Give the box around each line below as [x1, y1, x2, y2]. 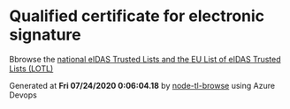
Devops [9, 90, 37, 100]
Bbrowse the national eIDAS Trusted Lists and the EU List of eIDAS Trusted [9, 54, 281, 64]
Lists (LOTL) [9, 63, 54, 74]
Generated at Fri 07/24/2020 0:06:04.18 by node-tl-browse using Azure [9, 80, 276, 91]
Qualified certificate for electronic [9, 6, 265, 26]
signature [9, 25, 81, 45]
